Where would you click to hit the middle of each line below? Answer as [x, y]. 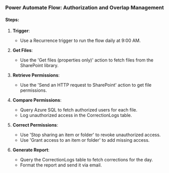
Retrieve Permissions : [36, 75]
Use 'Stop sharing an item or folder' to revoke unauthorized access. [90, 135]
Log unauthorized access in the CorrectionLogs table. [76, 116]
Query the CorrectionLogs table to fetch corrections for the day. [86, 160]
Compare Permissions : [37, 100]
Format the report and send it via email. [61, 165]
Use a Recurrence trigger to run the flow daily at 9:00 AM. [80, 41]
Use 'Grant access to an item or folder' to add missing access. [85, 140]
